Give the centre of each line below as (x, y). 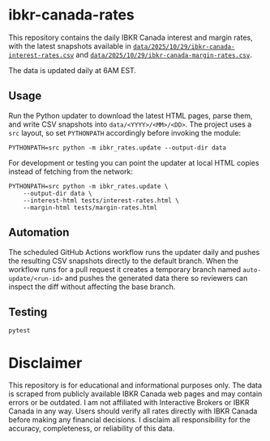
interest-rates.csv (41, 55)
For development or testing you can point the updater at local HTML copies (134, 162)
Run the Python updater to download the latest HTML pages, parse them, (131, 115)
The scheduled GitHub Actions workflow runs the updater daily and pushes (134, 252)
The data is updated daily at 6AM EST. (72, 70)
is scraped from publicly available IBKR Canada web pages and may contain (135, 394)
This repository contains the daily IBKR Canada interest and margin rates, (131, 37)
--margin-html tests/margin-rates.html (90, 208)
